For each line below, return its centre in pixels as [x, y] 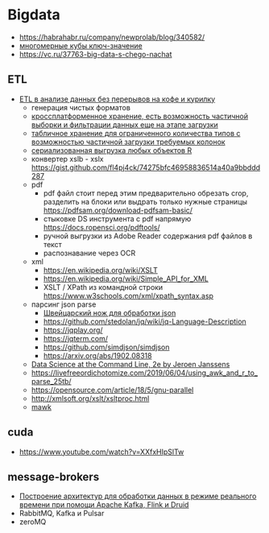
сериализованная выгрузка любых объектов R [112, 150]
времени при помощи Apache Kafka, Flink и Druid [104, 505]
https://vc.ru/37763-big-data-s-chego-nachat [95, 54]
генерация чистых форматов [81, 107]
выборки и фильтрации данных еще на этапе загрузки [124, 124]
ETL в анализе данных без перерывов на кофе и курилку [117, 99]
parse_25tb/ [51, 381]
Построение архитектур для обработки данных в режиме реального [138, 496]
